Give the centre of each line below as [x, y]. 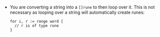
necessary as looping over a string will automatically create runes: [77, 12]
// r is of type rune [37, 26]
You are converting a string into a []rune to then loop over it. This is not [82, 7]
